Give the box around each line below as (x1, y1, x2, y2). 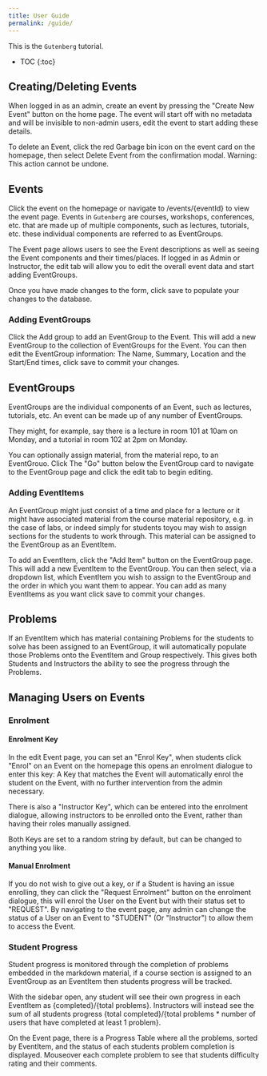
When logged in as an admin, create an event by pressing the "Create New (8, 101, 254, 110)
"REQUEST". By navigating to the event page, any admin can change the (8, 905, 246, 914)
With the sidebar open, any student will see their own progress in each (8, 992, 241, 1002)
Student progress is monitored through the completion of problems (8, 960, 229, 970)
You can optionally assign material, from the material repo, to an (8, 450, 219, 460)
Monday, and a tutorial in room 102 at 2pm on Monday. (8, 435, 188, 444)
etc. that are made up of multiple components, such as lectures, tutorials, (8, 221, 249, 231)
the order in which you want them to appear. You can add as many (8, 580, 227, 590)
